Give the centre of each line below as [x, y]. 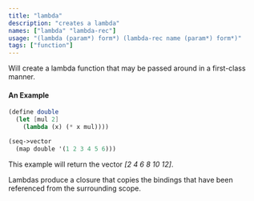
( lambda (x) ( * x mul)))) [66, 127]
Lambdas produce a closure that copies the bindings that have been [121, 179]
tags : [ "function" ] [41, 46]
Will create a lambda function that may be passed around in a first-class [127, 68]
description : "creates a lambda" [64, 23]
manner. [22, 77]
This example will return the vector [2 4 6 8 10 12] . [91, 164]
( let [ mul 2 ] [37, 120]
